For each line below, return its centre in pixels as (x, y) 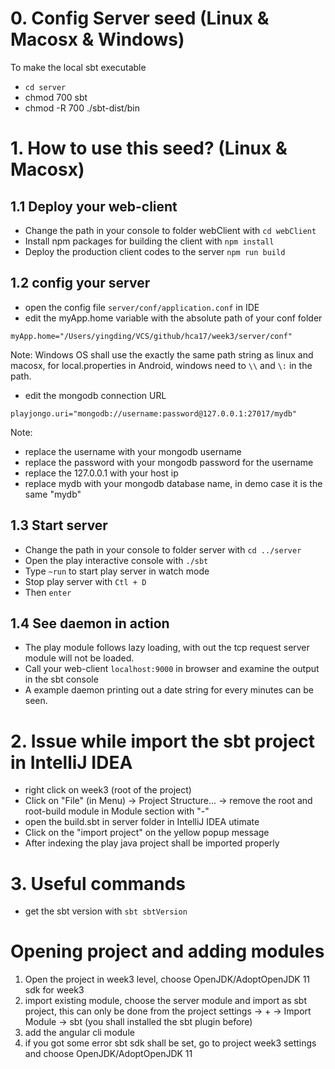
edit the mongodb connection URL (95, 395)
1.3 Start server (59, 525)
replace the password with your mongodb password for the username (169, 462)
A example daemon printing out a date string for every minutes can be (169, 690)
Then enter (48, 592)
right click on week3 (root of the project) (108, 790)
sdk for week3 (54, 990)
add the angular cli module (79, 1033)
